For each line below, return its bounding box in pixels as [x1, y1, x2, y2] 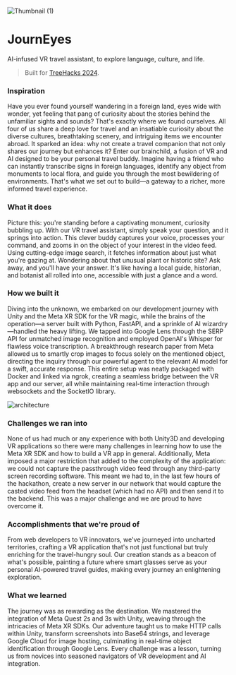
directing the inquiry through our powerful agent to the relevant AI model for [7, 357, 228, 365]
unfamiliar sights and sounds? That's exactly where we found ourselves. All [7, 117, 226, 126]
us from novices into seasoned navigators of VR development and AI [7, 652, 206, 660]
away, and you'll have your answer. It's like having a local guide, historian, [7, 263, 222, 272]
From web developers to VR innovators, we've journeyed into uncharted [7, 535, 216, 544]
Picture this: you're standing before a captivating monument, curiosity [7, 218, 210, 227]
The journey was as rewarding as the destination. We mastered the [7, 607, 201, 615]
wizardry [201, 319, 228, 328]
